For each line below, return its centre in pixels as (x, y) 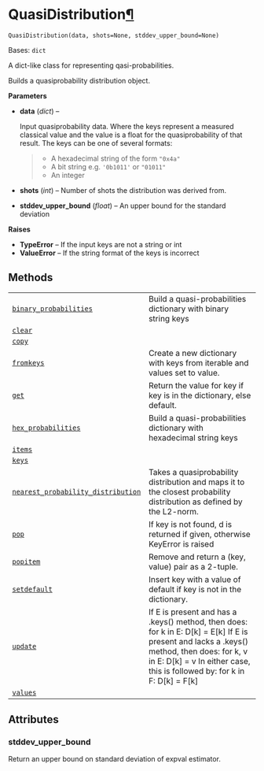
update (24, 646)
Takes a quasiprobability (193, 472)
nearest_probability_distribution (77, 491)
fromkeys (28, 363)
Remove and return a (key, (197, 557)
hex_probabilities (46, 428)
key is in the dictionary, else (200, 395)
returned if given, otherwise (200, 534)
